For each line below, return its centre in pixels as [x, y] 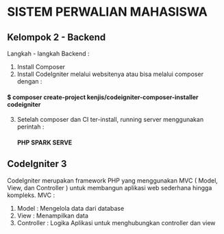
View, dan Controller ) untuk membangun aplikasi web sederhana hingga [110, 187]
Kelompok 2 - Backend [57, 37]
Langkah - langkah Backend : [49, 53]
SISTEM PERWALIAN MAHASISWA [107, 12]
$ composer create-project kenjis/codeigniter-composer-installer [103, 97]
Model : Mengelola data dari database [71, 208]
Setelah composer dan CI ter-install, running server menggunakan [110, 120]
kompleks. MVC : [31, 195]
